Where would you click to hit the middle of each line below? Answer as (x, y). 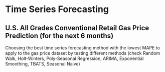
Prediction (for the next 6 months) (59, 35)
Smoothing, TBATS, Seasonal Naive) (43, 64)
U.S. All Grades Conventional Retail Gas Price (77, 28)
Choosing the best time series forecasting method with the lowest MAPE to (83, 48)
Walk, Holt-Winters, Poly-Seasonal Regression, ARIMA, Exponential (74, 58)
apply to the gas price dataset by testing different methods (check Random (83, 53)
